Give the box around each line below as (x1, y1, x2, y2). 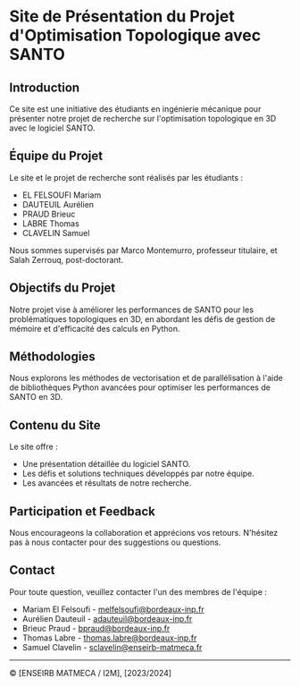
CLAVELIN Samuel (21, 227, 90, 238)
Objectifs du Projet (9, 280, 116, 296)
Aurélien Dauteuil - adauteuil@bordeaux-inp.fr (21, 613, 193, 623)
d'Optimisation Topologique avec (9, 25, 262, 46)
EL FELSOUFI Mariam (21, 190, 102, 200)
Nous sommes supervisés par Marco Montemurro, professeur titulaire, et (9, 244, 279, 256)
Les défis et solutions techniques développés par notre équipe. (21, 468, 254, 479)
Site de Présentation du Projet (9, 6, 235, 27)
